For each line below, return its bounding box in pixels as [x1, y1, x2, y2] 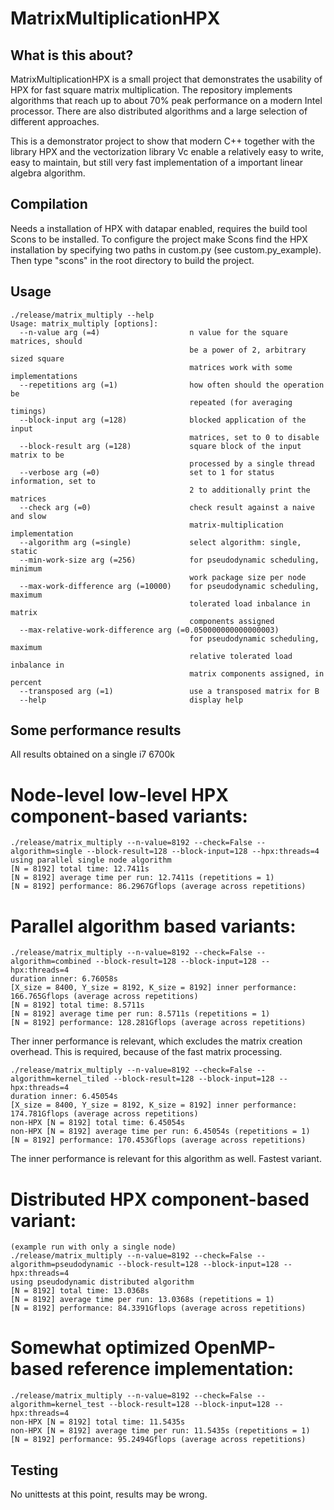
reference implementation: [66, 1358, 295, 1381]
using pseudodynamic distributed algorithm [10, 1277, 195, 1287]
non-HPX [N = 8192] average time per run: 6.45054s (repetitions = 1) [10, 1127, 311, 1137]
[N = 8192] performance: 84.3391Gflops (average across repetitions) [10, 1303, 307, 1314]
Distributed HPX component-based [10, 1188, 310, 1211]
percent [10, 677, 43, 687]
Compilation [10, 196, 88, 213]
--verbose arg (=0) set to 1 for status [19, 467, 275, 477]
